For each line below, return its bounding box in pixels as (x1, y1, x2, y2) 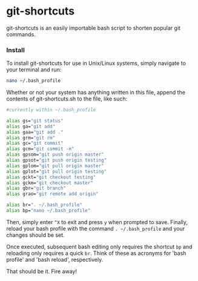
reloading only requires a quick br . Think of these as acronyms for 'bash (6, 250, 186, 257)
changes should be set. (6, 231, 65, 239)
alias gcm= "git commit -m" (6, 146, 74, 152)
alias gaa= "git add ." (6, 129, 64, 135)
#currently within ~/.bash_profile (6, 107, 96, 113)
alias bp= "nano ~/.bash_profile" (6, 208, 91, 214)
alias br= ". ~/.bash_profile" (6, 202, 83, 208)
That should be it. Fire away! (6, 268, 78, 275)
